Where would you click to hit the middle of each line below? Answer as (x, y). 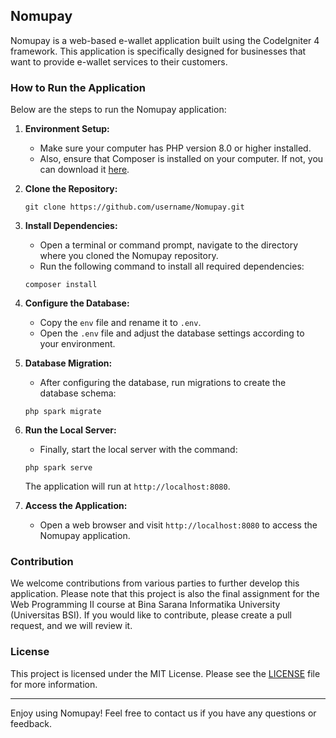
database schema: (78, 393)
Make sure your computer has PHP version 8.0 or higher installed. (175, 148)
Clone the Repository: (71, 189)
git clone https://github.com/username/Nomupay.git (134, 207)
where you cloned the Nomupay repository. (129, 256)
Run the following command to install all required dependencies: (172, 266)
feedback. (31, 723)
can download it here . (84, 170)
